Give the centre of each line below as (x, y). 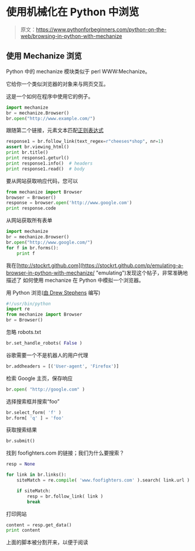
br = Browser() (25, 320)
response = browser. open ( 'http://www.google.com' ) (69, 203)
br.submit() (20, 441)
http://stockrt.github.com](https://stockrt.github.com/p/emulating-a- (101, 265)
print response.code (31, 208)
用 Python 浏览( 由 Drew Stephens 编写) (53, 292)
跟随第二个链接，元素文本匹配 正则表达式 (55, 131)
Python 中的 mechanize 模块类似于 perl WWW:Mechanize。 (78, 71)
